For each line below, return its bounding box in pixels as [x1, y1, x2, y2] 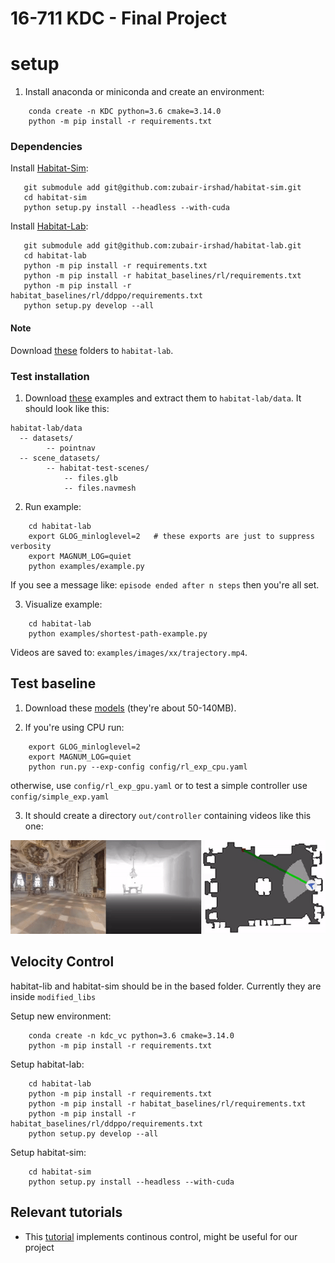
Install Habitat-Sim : [10, 162, 89, 174]
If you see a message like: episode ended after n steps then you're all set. [10, 578, 320, 591]
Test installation [10, 369, 90, 383]
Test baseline [10, 675, 97, 692]
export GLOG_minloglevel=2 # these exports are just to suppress [28, 531, 315, 541]
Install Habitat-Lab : [10, 220, 89, 232]
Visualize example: [24, 598, 103, 610]
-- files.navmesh [63, 483, 137, 493]
